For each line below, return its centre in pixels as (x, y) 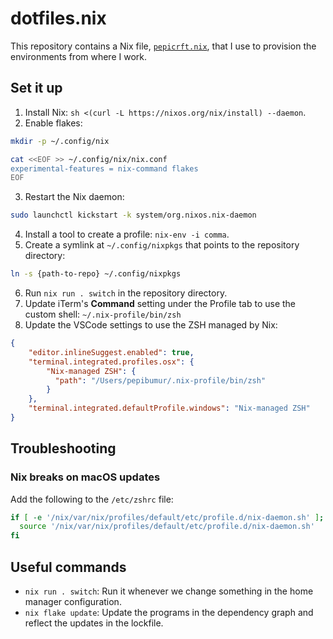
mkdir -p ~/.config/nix (60, 141)
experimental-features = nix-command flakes (104, 168)
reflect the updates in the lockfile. (94, 623)
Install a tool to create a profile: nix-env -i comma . (127, 234)
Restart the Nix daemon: (74, 197)
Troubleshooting (63, 448)
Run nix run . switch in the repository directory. (126, 293)
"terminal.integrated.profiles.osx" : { (111, 362)
